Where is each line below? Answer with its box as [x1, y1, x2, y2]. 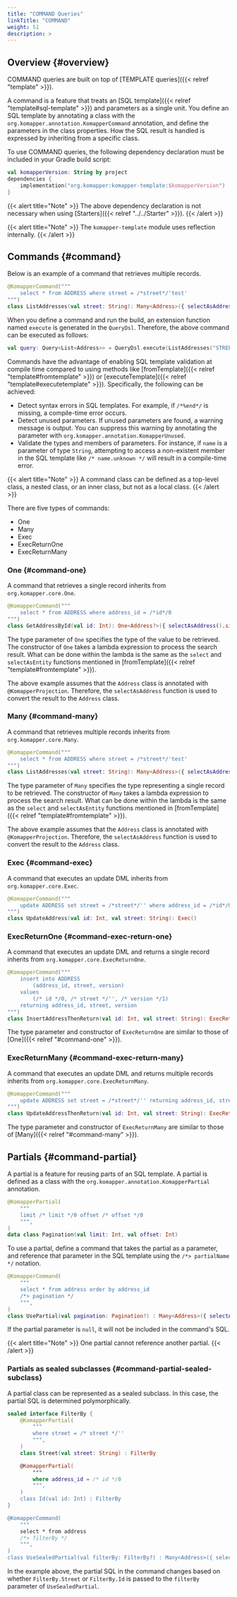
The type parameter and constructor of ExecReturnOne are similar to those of [7, 1028, 229, 1036]
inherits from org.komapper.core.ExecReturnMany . [7, 1077, 150, 1085]
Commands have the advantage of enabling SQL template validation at [7, 357, 213, 365]
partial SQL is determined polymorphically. [7, 1396, 131, 1405]
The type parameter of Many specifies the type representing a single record [7, 782, 225, 790]
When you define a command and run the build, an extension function [7, 316, 210, 324]
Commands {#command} [7, 251, 121, 263]
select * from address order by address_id [20, 1286, 150, 1293]
